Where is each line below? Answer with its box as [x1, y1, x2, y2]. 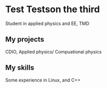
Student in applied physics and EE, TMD [5, 20, 90, 26]
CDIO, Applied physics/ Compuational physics [5, 48, 102, 54]
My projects [5, 35, 44, 44]
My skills [5, 64, 35, 72]
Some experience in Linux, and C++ [5, 77, 81, 83]
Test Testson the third [5, 4, 100, 15]
